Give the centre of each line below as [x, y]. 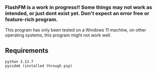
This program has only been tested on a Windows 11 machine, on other [76, 30]
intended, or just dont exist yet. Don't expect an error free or [77, 13]
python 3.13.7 [19, 62]
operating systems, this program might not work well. [58, 35]
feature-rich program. [31, 19]
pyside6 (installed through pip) [39, 66]
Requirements [27, 50]
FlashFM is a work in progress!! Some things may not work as [79, 7]
